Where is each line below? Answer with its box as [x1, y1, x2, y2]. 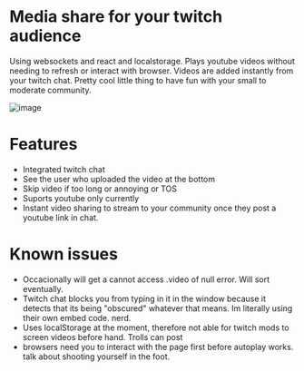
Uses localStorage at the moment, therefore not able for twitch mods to [22, 322, 289, 333]
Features [9, 134, 78, 155]
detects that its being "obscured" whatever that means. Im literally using [22, 302, 293, 314]
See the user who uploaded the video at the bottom [22, 173, 216, 184]
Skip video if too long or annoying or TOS [22, 183, 178, 194]
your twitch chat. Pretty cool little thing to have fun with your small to [9, 74, 267, 85]
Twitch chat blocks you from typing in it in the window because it [22, 293, 266, 304]
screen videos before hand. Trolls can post [22, 331, 183, 342]
